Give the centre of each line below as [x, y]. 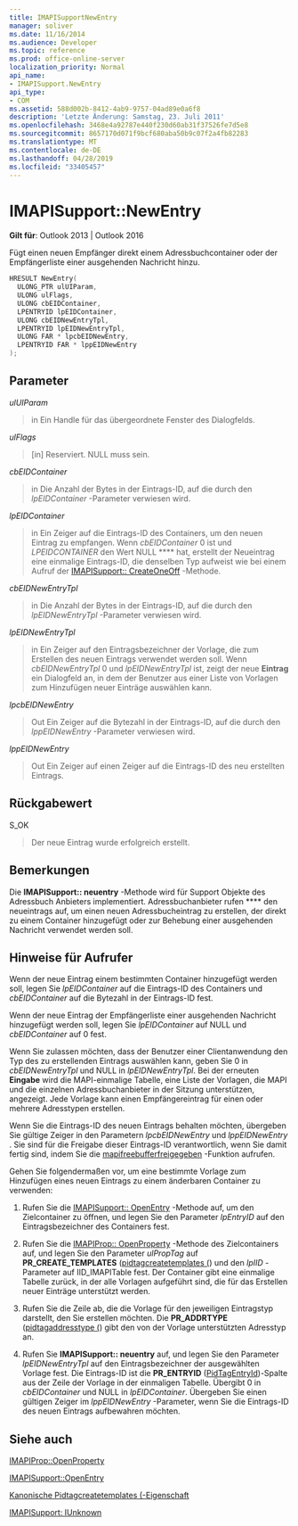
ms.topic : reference [48, 51]
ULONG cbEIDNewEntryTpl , [63, 320]
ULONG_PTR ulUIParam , [57, 287]
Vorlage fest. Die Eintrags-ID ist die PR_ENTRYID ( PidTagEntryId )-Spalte [155, 1373]
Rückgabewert [51, 804]
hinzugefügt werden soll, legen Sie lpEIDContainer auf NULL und [128, 1025]
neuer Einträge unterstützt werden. [86, 1291]
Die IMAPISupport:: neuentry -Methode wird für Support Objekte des [137, 892]
